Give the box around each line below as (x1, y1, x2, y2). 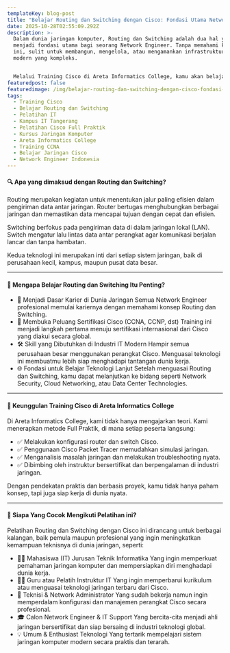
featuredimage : (7, 86, 51, 93)
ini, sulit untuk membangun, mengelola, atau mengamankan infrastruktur (13, 49, 225, 56)
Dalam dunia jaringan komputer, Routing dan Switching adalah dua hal (13, 36, 219, 43)
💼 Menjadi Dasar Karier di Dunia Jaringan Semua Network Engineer (16, 296, 207, 304)
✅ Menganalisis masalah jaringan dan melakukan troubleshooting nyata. (16, 453, 220, 461)
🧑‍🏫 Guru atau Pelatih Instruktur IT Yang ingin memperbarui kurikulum (16, 575, 212, 584)
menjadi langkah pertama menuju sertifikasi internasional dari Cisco (16, 325, 209, 333)
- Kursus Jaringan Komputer (13, 130, 94, 137)
